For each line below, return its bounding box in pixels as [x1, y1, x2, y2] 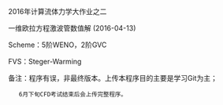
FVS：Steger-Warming [8, 57, 82, 66]
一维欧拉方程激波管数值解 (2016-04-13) [8, 24, 136, 33]
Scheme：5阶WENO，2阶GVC [8, 40, 107, 49]
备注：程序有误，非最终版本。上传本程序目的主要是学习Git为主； [8, 74, 218, 82]
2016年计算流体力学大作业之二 [8, 7, 107, 16]
